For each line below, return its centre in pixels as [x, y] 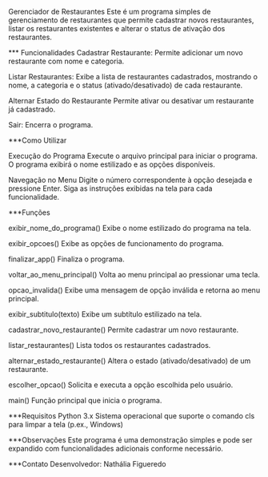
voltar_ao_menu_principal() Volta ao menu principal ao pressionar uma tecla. [134, 275]
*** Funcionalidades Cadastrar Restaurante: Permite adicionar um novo [126, 53]
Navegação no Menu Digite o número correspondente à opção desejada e [130, 180]
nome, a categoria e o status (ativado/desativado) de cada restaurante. [126, 85]
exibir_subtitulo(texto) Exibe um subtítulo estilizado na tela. [105, 314]
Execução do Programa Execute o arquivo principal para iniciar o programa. [133, 156]
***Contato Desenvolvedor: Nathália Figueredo [87, 464]
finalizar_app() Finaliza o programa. [67, 259]
